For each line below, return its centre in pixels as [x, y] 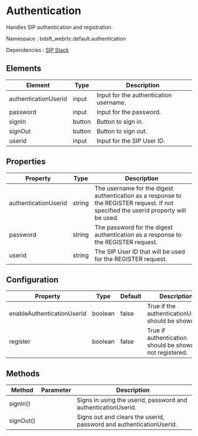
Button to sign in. [120, 121]
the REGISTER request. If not [134, 203]
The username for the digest [134, 188]
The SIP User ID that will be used [140, 252]
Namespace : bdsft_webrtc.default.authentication [66, 38]
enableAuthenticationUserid [48, 313]
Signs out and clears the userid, [121, 417]
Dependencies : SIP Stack [37, 50]
